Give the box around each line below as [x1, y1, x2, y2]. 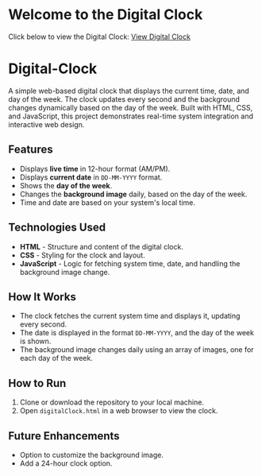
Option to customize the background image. [19, 450, 164, 459]
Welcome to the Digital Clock [8, 6, 203, 24]
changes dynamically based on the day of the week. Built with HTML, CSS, [8, 103, 253, 112]
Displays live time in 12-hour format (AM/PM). [19, 164, 171, 173]
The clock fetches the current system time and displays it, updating [19, 312, 241, 321]
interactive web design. [8, 119, 85, 129]
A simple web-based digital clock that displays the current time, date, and [8, 86, 250, 95]
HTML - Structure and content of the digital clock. [19, 242, 184, 251]
